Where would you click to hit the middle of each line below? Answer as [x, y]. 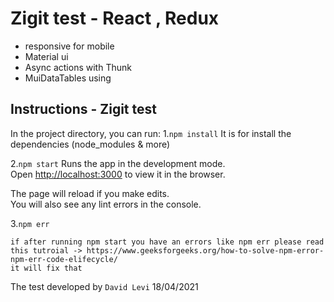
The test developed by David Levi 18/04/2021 [104, 286]
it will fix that [46, 268]
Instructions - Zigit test [83, 109]
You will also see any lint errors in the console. [106, 204]
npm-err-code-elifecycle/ [64, 259]
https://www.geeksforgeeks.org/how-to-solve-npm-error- [205, 250]
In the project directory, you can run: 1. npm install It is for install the [151, 133]
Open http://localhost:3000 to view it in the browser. [118, 174]
